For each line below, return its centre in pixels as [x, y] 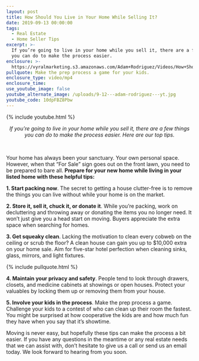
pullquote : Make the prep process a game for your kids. [78, 72]
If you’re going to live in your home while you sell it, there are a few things [99, 128]
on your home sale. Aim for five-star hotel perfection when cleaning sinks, [97, 249]
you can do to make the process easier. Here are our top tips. [99, 135]
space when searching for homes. [48, 225]
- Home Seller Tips [36, 39]
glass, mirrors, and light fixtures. [46, 255]
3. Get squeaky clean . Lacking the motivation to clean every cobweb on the [99, 236]
